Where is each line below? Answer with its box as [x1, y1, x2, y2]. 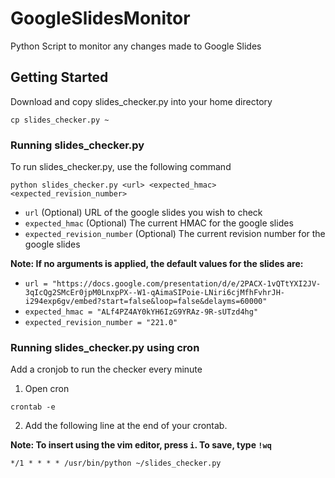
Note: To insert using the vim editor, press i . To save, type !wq [10, 439, 272, 451]
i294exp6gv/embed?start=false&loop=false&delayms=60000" [24, 297, 268, 307]
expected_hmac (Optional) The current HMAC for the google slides [24, 217, 294, 229]
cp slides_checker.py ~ [10, 115, 110, 125]
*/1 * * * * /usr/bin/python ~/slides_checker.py [10, 458, 222, 469]
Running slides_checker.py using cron [10, 340, 200, 354]
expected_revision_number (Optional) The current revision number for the [24, 228, 326, 240]
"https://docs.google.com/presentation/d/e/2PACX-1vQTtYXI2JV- [51, 279, 322, 289]
